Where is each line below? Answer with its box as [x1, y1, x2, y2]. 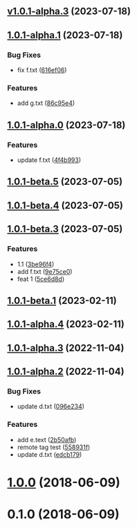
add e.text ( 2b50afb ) [17, 435, 77, 444]
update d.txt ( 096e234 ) [17, 403, 85, 411]
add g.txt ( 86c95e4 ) [17, 99, 75, 107]
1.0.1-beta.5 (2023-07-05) [7, 176, 123, 188]
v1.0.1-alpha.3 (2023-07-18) [7, 6, 131, 17]
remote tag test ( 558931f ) [17, 443, 91, 451]
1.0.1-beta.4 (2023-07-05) [7, 200, 123, 211]
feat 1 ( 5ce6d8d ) [17, 275, 65, 283]
